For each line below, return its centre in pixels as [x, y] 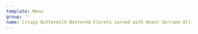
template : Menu [25, 11]
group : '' [18, 17]
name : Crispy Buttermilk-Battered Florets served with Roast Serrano [93, 22]
